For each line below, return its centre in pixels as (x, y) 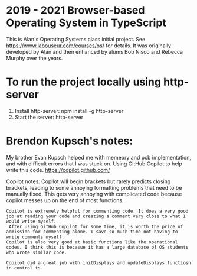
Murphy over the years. (35, 58)
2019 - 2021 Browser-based (75, 10)
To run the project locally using (83, 82)
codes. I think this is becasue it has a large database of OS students (97, 247)
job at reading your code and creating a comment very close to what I (96, 216)
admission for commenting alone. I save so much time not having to (92, 232)
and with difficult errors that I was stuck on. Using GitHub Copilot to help (94, 164)
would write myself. (32, 221)
